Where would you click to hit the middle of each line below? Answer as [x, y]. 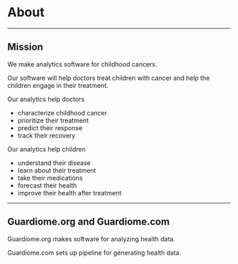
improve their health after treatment [69, 193]
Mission [25, 47]
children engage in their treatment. [58, 85]
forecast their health [47, 185]
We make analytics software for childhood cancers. [83, 64]
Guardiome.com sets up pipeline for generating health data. [95, 253]
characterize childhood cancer [62, 113]
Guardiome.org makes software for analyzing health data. [91, 239]
